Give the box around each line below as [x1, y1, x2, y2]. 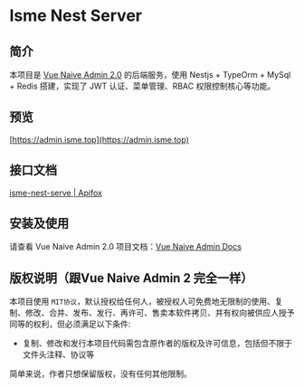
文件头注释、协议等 [22, 349, 95, 360]
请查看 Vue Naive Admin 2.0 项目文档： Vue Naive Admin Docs [9, 241, 242, 252]
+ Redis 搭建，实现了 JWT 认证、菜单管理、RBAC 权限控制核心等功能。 [9, 80, 276, 91]
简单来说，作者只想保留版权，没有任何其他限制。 [9, 368, 192, 380]
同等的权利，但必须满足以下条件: [9, 318, 131, 330]
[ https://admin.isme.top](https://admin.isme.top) [9, 134, 190, 145]
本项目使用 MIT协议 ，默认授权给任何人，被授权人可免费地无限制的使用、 [9, 296, 276, 307]
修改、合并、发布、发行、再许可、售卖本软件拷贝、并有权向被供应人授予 [24, 307, 295, 318]
